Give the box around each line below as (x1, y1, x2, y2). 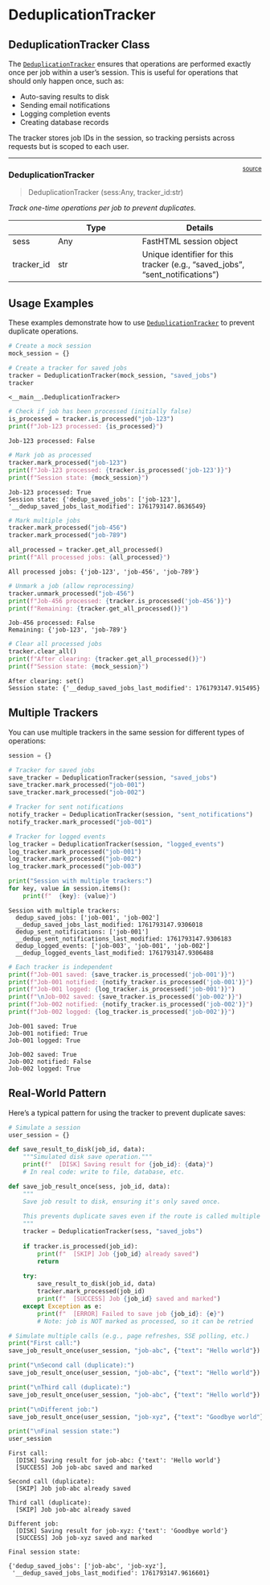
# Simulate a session (8, 1124, 81, 1132)
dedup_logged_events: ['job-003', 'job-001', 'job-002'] (15, 941, 211, 950)
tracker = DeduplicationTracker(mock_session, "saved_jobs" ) (8, 371, 218, 379)
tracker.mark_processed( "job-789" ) (8, 532, 128, 540)
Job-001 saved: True (8, 1022, 78, 1030)
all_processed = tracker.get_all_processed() (8, 546, 163, 554)
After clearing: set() (8, 677, 84, 685)
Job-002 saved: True (8, 1050, 78, 1058)
